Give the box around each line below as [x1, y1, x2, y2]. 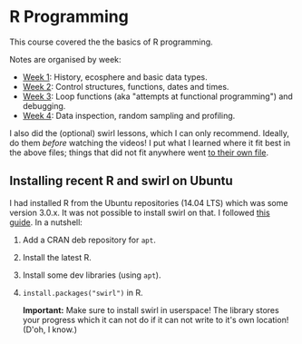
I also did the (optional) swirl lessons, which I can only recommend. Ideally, [9, 127, 290, 138]
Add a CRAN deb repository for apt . [22, 234, 156, 245]
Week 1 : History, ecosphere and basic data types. [22, 71, 209, 83]
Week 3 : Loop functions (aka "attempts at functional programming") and [22, 91, 293, 102]
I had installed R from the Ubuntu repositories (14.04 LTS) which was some [9, 197, 288, 208]
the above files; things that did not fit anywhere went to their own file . [9, 147, 269, 158]
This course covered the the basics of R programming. [9, 36, 213, 47]
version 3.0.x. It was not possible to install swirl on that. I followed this [9, 207, 270, 218]
